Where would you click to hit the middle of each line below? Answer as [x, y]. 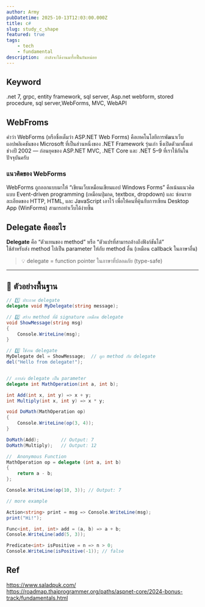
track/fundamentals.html [37, 598]
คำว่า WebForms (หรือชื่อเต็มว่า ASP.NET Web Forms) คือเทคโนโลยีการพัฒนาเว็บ [95, 137]
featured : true [26, 35]
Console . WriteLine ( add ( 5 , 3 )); [46, 534]
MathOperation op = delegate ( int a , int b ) [64, 462]
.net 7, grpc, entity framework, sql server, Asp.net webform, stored [90, 97]
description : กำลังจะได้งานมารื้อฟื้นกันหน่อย [52, 57]
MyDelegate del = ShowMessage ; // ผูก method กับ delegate [81, 357]
